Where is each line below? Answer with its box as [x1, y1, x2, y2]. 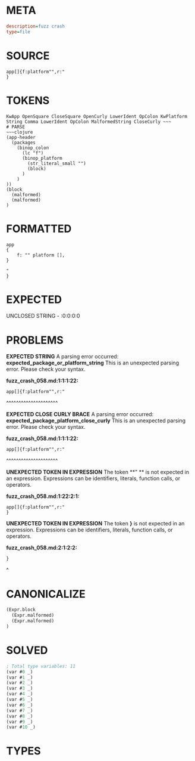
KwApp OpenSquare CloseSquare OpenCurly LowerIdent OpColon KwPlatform [6, 113, 187, 119]
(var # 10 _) [6, 724, 36, 731]
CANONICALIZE [6, 587, 86, 601]
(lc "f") [21, 150, 44, 156]
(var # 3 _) [6, 685, 33, 692]
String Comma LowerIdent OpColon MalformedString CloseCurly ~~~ [6, 119, 171, 125]
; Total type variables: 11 [6, 663, 76, 669]
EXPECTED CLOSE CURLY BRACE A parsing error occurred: [6, 411, 154, 418]
